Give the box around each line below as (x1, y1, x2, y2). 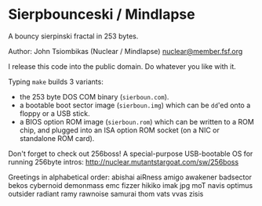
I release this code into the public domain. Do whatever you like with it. (8, 61, 237, 71)
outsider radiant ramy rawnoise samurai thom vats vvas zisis (8, 189, 204, 198)
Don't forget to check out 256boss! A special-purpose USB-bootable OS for (8, 149, 253, 158)
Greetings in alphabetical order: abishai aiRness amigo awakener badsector (8, 172, 253, 182)
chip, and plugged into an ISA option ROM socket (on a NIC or (19, 125, 220, 135)
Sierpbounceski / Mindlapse (8, 5, 195, 23)
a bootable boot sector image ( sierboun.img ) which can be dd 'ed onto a (19, 100, 251, 110)
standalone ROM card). (19, 133, 95, 143)
